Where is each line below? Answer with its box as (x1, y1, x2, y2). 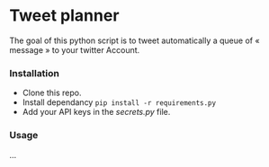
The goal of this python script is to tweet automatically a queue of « (9, 35, 260, 46)
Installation (9, 66, 60, 79)
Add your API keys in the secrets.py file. (22, 107, 171, 118)
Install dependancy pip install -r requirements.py (22, 97, 217, 108)
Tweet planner (9, 5, 120, 26)
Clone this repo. (22, 87, 82, 99)
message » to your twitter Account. (9, 44, 140, 55)
